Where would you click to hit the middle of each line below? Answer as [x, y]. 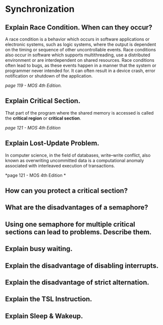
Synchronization [40, 9]
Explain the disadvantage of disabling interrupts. [82, 265]
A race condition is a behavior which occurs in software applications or [77, 39]
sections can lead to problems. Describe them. [78, 232]
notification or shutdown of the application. [49, 76]
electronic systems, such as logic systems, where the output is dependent [81, 44]
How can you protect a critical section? [66, 191]
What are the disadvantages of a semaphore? [77, 208]
